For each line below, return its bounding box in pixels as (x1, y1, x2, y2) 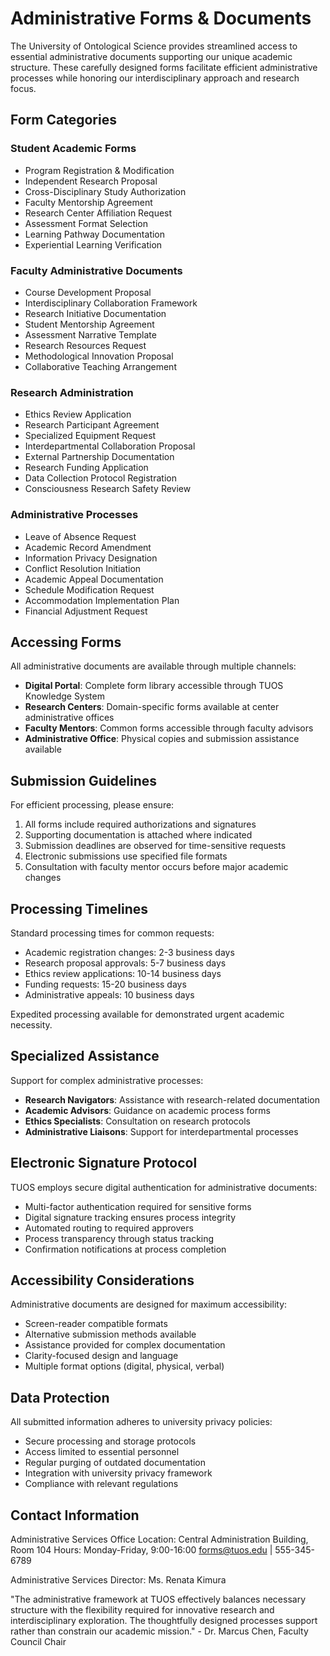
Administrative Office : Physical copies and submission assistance (24, 733, 300, 745)
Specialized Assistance (10, 1048, 160, 1065)
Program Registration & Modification (24, 164, 175, 176)
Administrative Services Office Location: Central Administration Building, (10, 1533, 309, 1546)
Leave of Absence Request (24, 530, 137, 542)
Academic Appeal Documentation (24, 573, 164, 585)
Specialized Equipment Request (24, 430, 157, 442)
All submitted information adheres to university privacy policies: (10, 1416, 273, 1428)
